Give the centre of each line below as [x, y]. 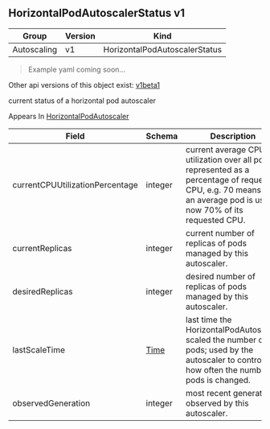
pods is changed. [218, 380]
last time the [209, 320]
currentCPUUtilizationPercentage [75, 184]
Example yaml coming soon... [77, 69]
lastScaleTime [39, 349]
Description [233, 136]
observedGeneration [51, 403]
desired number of [221, 276]
